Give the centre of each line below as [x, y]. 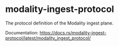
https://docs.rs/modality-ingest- [73, 32]
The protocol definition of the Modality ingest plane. [59, 23]
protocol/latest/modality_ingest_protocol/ [48, 38]
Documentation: [22, 32]
